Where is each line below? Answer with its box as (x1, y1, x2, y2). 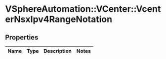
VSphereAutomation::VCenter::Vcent (5, 3, 161, 15)
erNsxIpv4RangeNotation (5, 14, 113, 25)
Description (43, 48, 72, 54)
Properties (5, 33, 39, 41)
